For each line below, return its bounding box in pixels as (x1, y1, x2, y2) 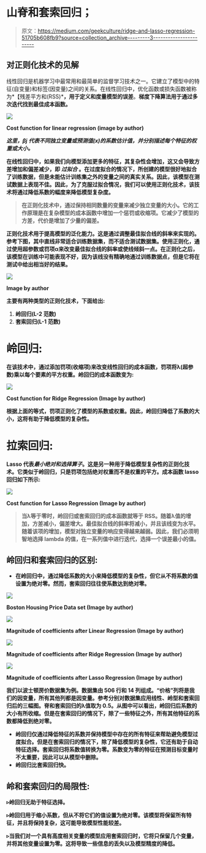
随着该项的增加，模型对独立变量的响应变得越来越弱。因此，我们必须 (21, 527, 194, 535)
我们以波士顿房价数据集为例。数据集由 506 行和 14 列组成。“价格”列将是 (6, 686, 190, 694)
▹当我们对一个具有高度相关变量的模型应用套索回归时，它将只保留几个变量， (6, 832, 197, 839)
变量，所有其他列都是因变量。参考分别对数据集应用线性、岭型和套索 (22, 694, 194, 702)
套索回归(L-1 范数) (15, 318, 61, 325)
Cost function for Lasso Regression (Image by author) (6, 499, 146, 507)
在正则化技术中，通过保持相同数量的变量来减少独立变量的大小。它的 (21, 201, 194, 209)
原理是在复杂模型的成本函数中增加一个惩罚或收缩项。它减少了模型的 (26, 209, 199, 216)
